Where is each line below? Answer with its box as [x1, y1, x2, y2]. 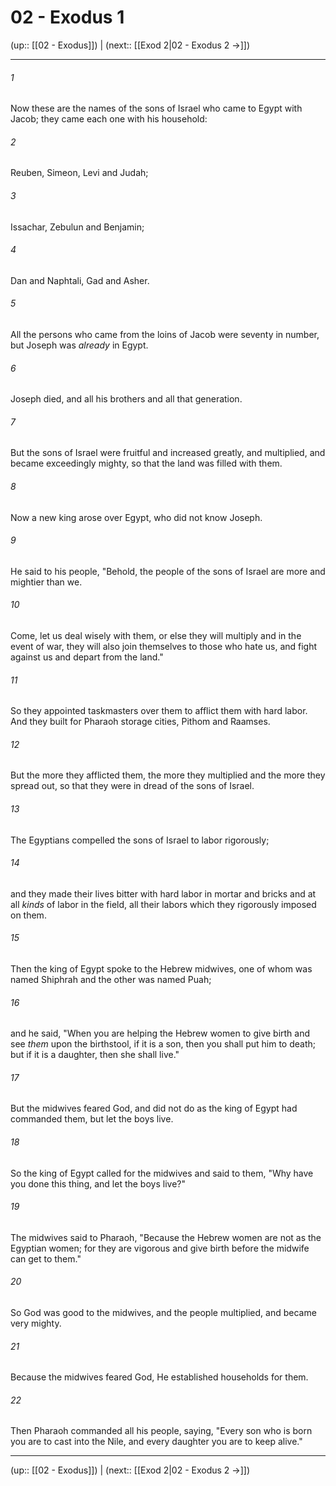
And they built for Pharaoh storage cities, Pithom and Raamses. [10, 716, 271, 728]
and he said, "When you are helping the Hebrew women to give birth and [10, 1027, 311, 1040]
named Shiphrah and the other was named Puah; [10, 973, 212, 985]
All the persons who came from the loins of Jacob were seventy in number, [10, 328, 320, 340]
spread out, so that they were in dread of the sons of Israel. [10, 780, 255, 792]
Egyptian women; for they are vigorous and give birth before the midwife [10, 1242, 310, 1254]
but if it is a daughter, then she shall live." [10, 1049, 180, 1061]
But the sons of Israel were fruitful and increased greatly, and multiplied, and [10, 447, 326, 459]
